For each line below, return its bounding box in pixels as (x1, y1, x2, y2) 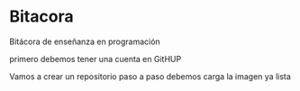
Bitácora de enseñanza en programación (9, 36, 160, 47)
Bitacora (9, 6, 74, 27)
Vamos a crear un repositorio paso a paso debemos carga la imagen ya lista (9, 70, 291, 82)
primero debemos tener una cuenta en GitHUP (9, 53, 182, 64)
